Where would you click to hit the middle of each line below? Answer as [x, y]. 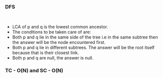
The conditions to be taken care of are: [52, 32]
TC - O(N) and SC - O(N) [34, 71]
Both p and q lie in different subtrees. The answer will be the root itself [83, 48]
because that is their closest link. [45, 53]
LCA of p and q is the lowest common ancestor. [60, 27]
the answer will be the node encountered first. [59, 42]
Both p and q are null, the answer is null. [53, 58]
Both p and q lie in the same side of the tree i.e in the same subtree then [85, 37]
